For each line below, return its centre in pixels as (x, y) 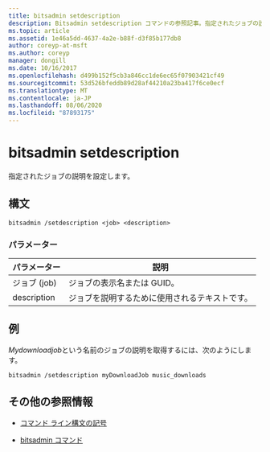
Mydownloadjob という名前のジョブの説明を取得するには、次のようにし (127, 350)
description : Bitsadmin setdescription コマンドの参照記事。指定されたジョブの (133, 23)
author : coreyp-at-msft (48, 46)
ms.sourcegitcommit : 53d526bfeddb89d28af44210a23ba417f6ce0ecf (117, 83)
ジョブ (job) (35, 283)
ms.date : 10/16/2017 (43, 68)
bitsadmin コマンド (51, 440)
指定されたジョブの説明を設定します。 (72, 176)
